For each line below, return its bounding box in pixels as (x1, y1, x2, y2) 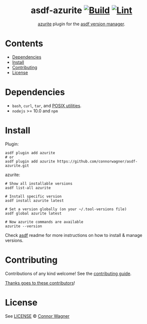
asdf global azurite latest (5, 211, 62, 216)
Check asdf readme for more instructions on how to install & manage (5, 232, 143, 238)
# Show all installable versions (5, 181, 73, 186)
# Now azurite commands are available (5, 219, 83, 224)
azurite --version (5, 224, 42, 229)
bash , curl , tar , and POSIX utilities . (12, 103, 82, 108)
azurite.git (5, 163, 29, 168)
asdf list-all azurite (5, 185, 51, 190)
